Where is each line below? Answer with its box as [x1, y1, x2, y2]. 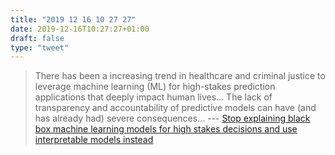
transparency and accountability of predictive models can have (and [34, 102, 317, 114]
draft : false [10, 33, 65, 43]
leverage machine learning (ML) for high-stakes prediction [34, 81, 276, 93]
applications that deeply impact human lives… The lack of [34, 91, 273, 103]
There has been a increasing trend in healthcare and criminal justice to [34, 70, 326, 82]
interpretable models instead [34, 134, 154, 146]
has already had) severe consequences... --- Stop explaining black [34, 112, 311, 125]
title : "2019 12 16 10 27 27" [10, 14, 137, 25]
